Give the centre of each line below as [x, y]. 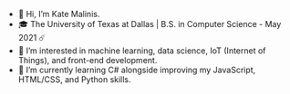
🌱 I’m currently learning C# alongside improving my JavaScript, [137, 70]
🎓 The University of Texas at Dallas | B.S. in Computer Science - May [150, 24]
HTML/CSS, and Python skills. [74, 80]
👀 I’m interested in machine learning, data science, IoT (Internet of [142, 51]
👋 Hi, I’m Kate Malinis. [59, 14]
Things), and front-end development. [88, 60]
